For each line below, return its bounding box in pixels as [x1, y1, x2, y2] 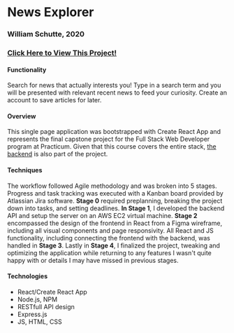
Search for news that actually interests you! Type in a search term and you [7, 81, 221, 90]
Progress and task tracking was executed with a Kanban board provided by [7, 189, 224, 197]
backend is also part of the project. [7, 150, 108, 158]
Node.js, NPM [17, 295, 58, 304]
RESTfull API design [17, 302, 75, 311]
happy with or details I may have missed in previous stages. [7, 256, 179, 264]
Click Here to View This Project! [7, 48, 117, 58]
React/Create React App [17, 287, 87, 296]
